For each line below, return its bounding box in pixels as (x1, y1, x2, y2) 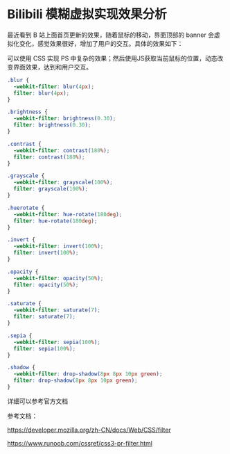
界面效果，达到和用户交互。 (12, 63, 92, 71)
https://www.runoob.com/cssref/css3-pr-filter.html (7, 439, 152, 447)
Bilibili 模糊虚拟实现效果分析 (7, 6, 168, 22)
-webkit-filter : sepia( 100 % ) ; (13, 339, 100, 346)
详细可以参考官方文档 (7, 397, 68, 405)
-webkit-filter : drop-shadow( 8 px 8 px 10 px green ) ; (13, 371, 163, 378)
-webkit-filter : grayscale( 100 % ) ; (13, 179, 113, 186)
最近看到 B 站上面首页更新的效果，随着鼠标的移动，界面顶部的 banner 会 (7, 31, 215, 39)
